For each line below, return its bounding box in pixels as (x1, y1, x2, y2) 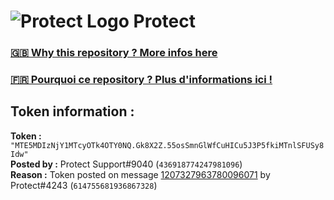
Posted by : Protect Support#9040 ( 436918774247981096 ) (10, 158, 243, 170)
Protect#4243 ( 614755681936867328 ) (10, 179, 158, 191)
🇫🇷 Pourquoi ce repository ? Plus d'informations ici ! (10, 73, 273, 87)
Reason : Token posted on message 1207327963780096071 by (10, 168, 271, 180)
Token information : (10, 103, 135, 120)
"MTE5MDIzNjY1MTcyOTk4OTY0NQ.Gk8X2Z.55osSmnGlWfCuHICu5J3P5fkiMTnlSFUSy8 (10, 140, 325, 150)
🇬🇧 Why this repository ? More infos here (10, 46, 218, 60)
